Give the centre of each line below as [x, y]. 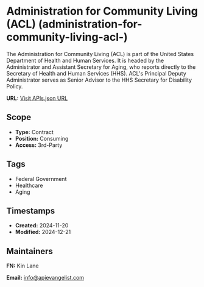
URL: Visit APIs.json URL [37, 98]
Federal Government [41, 179]
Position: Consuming [42, 138]
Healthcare [29, 185]
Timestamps [31, 211]
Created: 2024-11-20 [42, 225]
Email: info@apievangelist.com [45, 278]
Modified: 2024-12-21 [43, 232]
